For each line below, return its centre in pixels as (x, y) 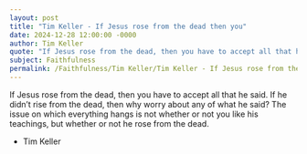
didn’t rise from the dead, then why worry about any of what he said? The (148, 104)
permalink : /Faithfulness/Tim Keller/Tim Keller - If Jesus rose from (147, 69)
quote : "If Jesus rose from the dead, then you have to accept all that (151, 52)
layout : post (34, 18)
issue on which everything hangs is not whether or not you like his (134, 114)
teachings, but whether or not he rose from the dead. (110, 123)
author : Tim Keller (47, 43)
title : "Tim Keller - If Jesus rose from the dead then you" (128, 26)
